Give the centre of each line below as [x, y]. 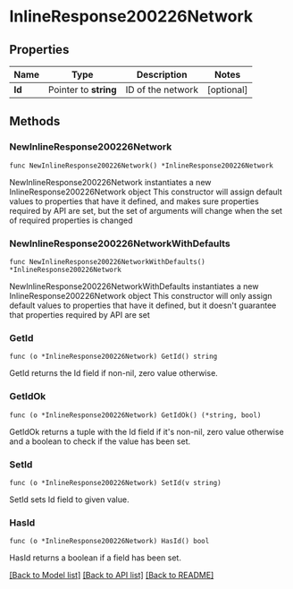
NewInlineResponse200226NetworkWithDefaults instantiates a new [134, 286]
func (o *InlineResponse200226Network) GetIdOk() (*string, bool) [135, 415]
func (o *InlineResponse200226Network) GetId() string [113, 357]
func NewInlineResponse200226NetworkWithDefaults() [107, 261]
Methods [35, 121]
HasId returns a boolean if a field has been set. [95, 558]
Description [162, 75]
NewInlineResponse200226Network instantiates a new [110, 182]
